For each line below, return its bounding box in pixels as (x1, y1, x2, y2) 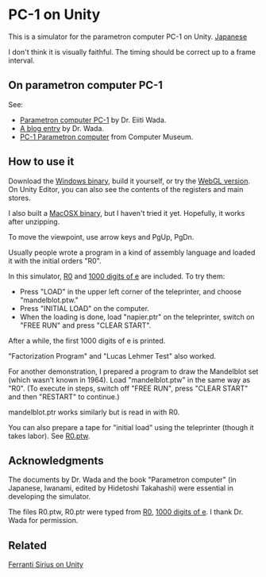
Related (8, 538, 48, 552)
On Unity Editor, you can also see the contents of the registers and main (8, 184, 244, 194)
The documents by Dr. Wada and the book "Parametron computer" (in (8, 475, 237, 485)
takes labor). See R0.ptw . (8, 431, 91, 440)
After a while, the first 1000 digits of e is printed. (8, 336, 166, 345)
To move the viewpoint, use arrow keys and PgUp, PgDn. (8, 232, 195, 241)
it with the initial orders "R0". (8, 256, 102, 265)
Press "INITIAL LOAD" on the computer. (19, 303, 149, 313)
